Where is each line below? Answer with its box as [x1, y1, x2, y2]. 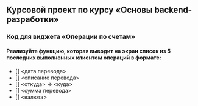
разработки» [6, 15, 59, 25]
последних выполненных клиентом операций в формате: [6, 54, 161, 61]
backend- [154, 5, 193, 15]
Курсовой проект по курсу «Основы [6, 5, 153, 15]
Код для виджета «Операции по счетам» [6, 33, 136, 41]
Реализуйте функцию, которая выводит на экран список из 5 [6, 47, 171, 55]
